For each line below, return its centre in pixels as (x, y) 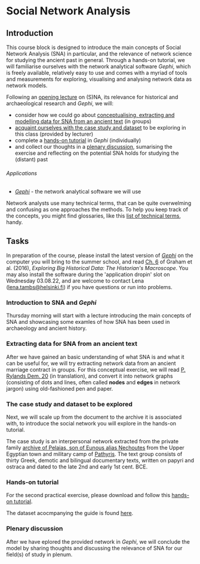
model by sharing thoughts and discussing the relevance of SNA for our (94, 548)
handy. (15, 222)
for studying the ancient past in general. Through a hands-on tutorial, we (96, 60)
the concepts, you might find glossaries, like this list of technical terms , (93, 216)
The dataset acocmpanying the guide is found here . (70, 513)
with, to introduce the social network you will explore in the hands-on (91, 423)
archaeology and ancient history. (47, 328)
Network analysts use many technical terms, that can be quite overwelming (99, 203)
